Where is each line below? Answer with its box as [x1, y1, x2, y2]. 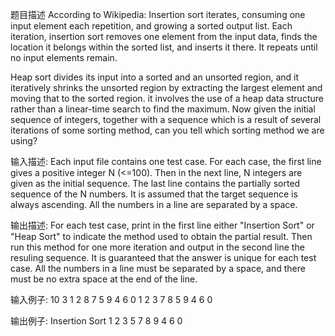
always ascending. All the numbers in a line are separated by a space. [10, 199, 298, 210]
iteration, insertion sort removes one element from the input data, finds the [10, 31, 318, 42]
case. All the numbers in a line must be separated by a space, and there [10, 263, 306, 274]
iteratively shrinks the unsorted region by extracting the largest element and [10, 82, 323, 93]
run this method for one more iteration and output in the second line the [10, 241, 305, 253]
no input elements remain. [10, 52, 118, 63]
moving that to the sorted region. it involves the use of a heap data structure [10, 93, 324, 104]
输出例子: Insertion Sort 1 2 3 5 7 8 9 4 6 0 [10, 315, 183, 327]
